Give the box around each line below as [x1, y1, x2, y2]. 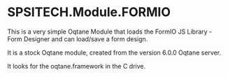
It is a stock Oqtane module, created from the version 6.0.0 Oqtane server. [7, 48, 222, 57]
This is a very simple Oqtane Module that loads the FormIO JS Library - [7, 27, 213, 36]
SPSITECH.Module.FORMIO [7, 4, 171, 20]
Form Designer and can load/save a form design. [7, 34, 148, 43]
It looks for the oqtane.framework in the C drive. [7, 62, 146, 70]
